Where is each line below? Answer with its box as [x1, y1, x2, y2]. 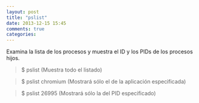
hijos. [6, 55, 20, 62]
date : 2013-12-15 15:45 [6, 20, 67, 26]
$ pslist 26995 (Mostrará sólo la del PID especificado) [21, 90, 157, 97]
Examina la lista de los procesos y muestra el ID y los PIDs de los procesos [6, 48, 193, 55]
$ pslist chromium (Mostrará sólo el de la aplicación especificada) [21, 78, 186, 85]
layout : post [6, 8, 39, 15]
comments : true [6, 25, 45, 32]
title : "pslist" [6, 15, 47, 21]
